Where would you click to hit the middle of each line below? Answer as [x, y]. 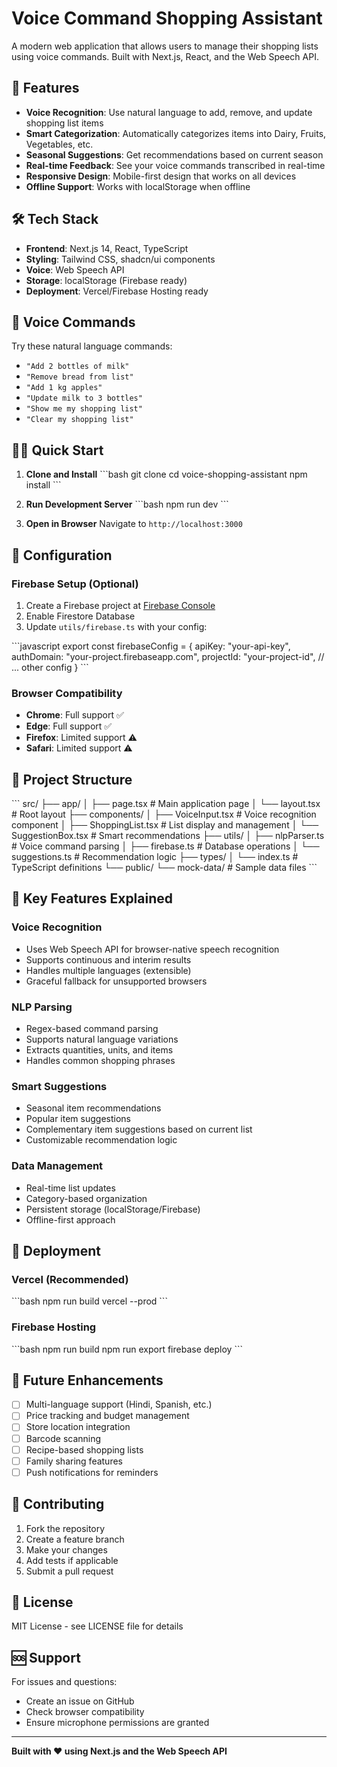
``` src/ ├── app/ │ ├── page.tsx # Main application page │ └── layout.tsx [166, 803]
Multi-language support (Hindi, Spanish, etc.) [119, 1404]
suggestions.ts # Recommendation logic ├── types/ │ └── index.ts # [155, 856]
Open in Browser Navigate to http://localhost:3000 [134, 524]
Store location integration [78, 1427]
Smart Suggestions [59, 1086]
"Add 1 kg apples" [64, 388]
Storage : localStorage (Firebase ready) [106, 280]
